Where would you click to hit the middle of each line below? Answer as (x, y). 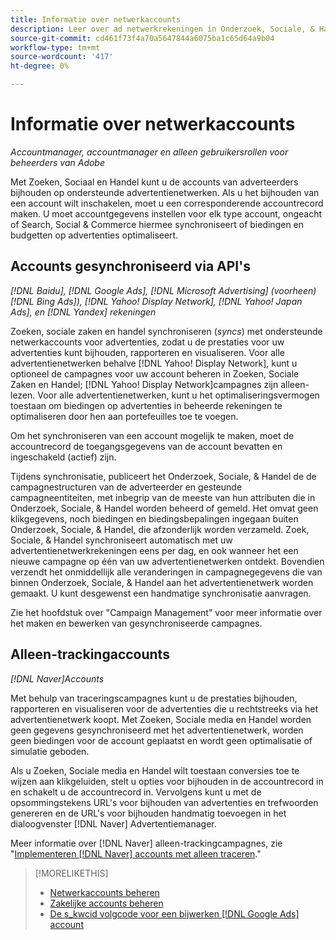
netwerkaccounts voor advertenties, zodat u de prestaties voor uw (147, 342)
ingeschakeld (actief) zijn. (63, 457)
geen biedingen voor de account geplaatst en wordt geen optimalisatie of (161, 740)
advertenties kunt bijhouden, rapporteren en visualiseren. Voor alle (147, 352)
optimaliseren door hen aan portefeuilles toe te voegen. (124, 416)
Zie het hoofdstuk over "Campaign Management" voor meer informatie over (166, 612)
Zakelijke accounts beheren (106, 903)
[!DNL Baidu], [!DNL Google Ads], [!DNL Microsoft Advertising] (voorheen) (163, 290)
